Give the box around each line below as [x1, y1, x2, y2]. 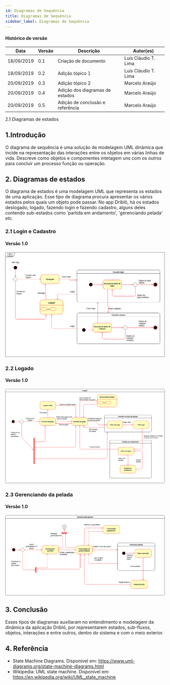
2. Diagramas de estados [5, 175, 86, 184]
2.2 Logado [5, 365, 34, 372]
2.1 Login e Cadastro [5, 228, 56, 235]
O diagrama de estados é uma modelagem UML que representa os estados [5, 188, 162, 194]
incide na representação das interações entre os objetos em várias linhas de [5, 149, 164, 155]
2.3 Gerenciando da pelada [5, 491, 73, 498]
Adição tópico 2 [57, 80, 91, 86]
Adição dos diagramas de [57, 87, 111, 93]
